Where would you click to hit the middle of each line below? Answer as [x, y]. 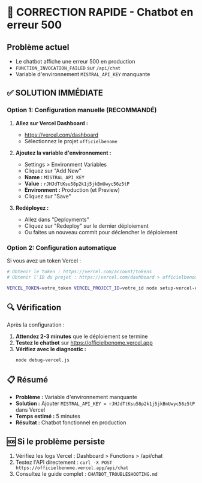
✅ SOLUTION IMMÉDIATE [55, 93]
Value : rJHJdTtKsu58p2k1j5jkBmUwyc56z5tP [77, 183]
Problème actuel [38, 47]
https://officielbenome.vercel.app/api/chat [72, 468]
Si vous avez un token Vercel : [44, 261]
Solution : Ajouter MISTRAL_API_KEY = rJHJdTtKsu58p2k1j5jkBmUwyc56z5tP [105, 403]
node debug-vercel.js [42, 360]
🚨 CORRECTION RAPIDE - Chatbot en [100, 12]
